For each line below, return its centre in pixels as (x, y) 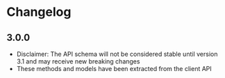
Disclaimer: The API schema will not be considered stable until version (117, 54)
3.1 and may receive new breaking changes (78, 61)
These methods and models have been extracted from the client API (114, 69)
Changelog (39, 12)
